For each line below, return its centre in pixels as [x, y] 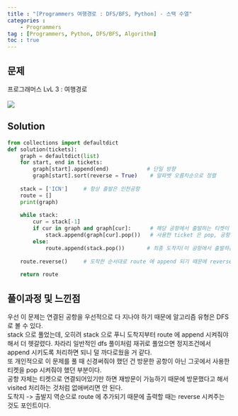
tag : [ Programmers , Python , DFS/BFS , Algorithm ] [82, 34]
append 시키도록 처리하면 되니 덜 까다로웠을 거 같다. [80, 352]
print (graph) [39, 202]
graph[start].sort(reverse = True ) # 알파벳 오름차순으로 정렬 [125, 176]
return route [39, 275]
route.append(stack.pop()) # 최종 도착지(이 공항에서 [128, 248]
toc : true [23, 40]
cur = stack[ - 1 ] [57, 222]
